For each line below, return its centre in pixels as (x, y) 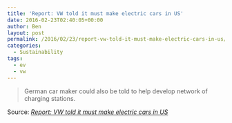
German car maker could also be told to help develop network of (116, 91)
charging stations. (50, 98)
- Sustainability (38, 53)
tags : (15, 59)
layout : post (26, 33)
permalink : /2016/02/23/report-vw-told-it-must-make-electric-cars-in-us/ (117, 39)
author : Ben (24, 26)
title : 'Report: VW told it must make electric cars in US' (96, 13)
